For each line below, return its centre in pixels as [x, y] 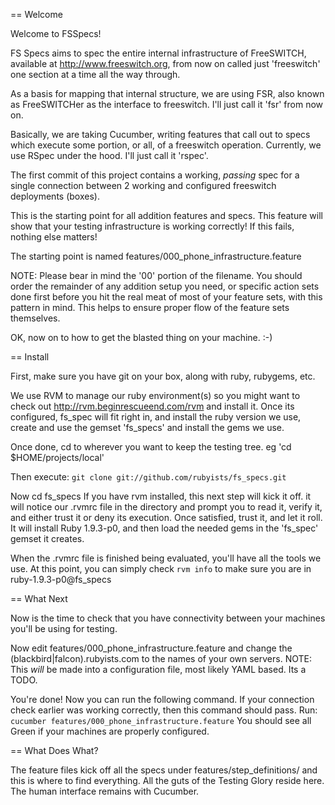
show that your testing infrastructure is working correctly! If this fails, [152, 226]
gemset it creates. [47, 538]
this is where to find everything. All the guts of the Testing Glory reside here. [167, 780]
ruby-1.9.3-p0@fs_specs [61, 579]
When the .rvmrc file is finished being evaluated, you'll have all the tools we [166, 558]
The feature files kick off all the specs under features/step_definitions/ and [164, 770]
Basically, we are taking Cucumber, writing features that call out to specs [160, 134]
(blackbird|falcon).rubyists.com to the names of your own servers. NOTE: [161, 658]
